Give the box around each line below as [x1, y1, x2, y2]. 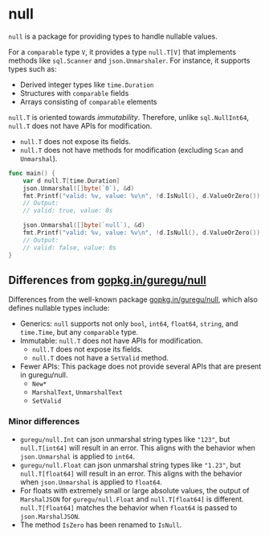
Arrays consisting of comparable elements [19, 97, 157, 106]
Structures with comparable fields [19, 88, 129, 97]
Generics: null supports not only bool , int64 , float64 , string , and [19, 319, 238, 328]
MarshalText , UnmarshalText [31, 387, 123, 397]
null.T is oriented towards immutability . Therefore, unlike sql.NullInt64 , [8, 112, 249, 122]
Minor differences [8, 416, 80, 427]
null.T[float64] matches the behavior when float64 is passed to [19, 502, 238, 512]
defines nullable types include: [8, 303, 110, 313]
